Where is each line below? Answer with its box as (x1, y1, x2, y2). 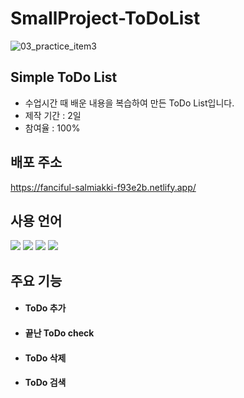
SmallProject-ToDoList (10, 7, 201, 30)
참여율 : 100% (24, 122, 81, 134)
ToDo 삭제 (24, 352, 67, 364)
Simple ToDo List (10, 69, 118, 86)
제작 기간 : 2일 (24, 109, 82, 121)
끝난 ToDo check (24, 327, 95, 339)
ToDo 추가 (24, 302, 67, 314)
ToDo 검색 (24, 377, 67, 389)
